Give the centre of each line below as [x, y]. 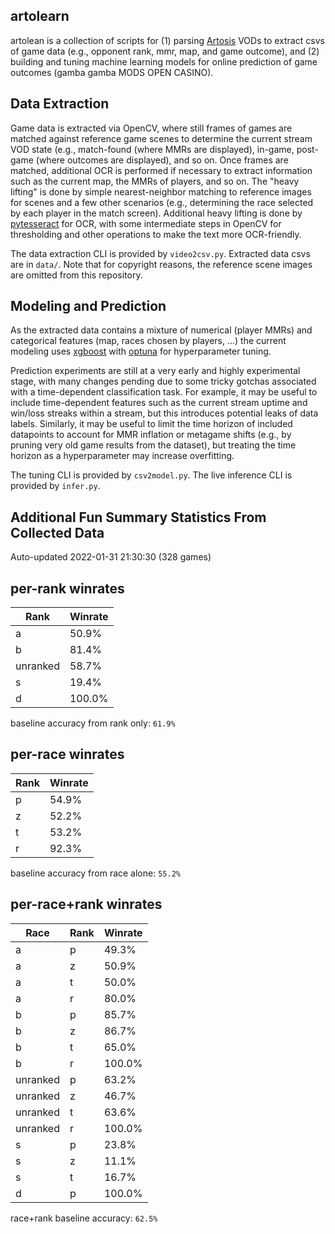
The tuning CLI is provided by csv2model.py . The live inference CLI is [151, 475]
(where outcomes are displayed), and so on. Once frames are [162, 160]
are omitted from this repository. [76, 275]
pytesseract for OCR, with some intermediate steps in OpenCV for [146, 223]
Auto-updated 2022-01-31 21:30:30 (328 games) [111, 557]
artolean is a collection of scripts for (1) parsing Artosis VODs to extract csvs [167, 40]
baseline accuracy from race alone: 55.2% [95, 873]
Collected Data [57, 532]
